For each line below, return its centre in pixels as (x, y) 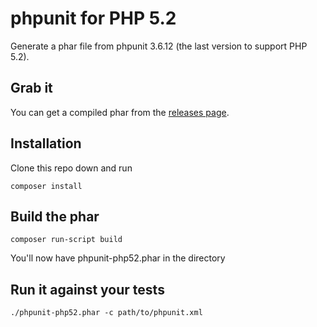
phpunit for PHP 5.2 (93, 18)
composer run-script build (66, 240)
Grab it (31, 88)
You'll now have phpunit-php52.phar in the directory (118, 258)
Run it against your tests (87, 289)
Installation (46, 143)
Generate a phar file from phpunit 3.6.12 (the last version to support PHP (159, 46)
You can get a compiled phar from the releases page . (120, 112)
